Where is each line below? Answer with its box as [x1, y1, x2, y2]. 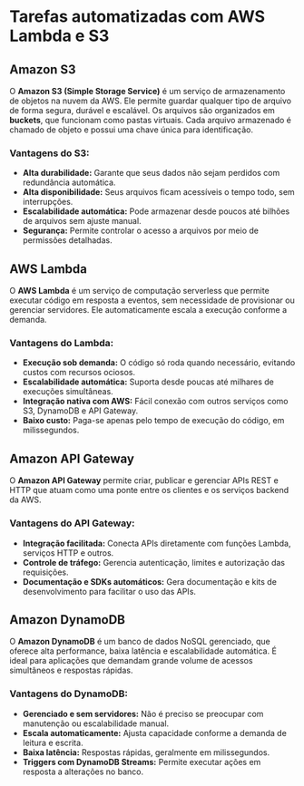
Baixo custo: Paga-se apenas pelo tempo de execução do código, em [22, 415, 285, 426]
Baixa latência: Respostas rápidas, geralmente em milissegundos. [22, 746, 270, 758]
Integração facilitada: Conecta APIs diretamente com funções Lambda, [22, 538, 291, 548]
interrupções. [22, 197, 74, 208]
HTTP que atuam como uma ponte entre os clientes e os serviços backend [9, 485, 289, 496]
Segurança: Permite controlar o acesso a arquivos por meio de [22, 225, 259, 237]
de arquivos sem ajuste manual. [22, 216, 142, 227]
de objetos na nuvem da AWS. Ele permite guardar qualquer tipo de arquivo [9, 95, 292, 106]
